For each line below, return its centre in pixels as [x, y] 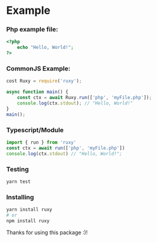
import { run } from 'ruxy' [42, 142]
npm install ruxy [28, 221]
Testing [17, 169]
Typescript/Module [35, 130]
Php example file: [32, 30]
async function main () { [37, 92]
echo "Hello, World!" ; [45, 48]
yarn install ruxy [29, 210]
